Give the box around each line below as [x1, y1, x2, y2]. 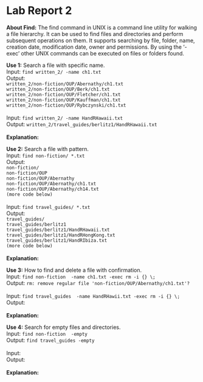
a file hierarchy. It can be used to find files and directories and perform [6, 30, 184, 37]
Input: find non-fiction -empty [6, 330, 88, 337]
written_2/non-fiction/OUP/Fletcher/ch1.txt [6, 91, 121, 97]
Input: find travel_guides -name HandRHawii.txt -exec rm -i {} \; [6, 292, 181, 299]
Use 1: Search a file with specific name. [6, 62, 105, 69]
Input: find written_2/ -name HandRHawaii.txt [6, 114, 123, 121]
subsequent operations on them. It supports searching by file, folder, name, [6, 37, 196, 44]
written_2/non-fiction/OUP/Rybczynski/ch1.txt [6, 102, 126, 108]
